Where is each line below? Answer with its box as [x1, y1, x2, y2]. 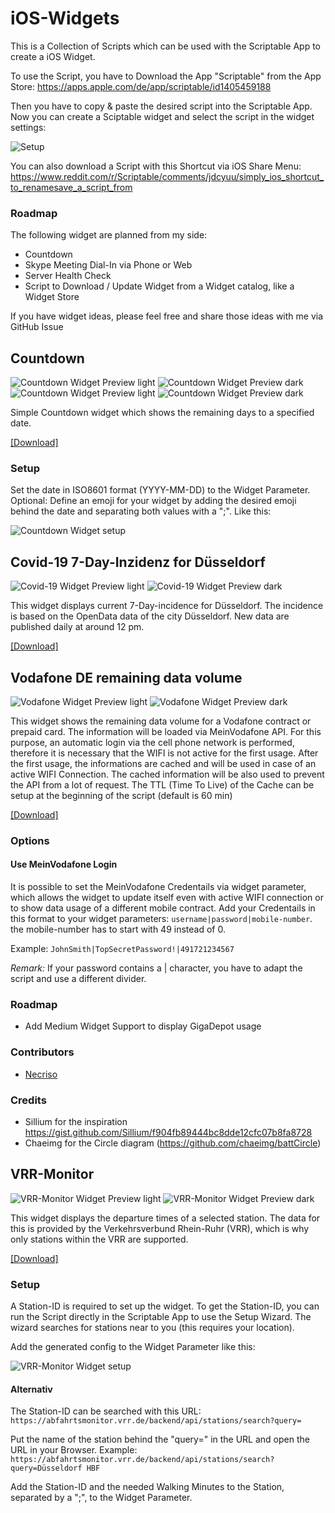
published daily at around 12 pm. [10, 621, 145, 633]
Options [10, 833, 50, 847]
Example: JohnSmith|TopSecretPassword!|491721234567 [10, 943, 235, 955]
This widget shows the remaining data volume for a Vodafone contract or [10, 715, 312, 727]
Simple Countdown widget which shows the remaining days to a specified [10, 407, 315, 419]
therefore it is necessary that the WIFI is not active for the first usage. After [10, 747, 319, 759]
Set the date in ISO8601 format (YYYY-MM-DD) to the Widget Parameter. [10, 484, 311, 496]
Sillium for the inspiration [24, 1115, 128, 1127]
